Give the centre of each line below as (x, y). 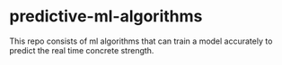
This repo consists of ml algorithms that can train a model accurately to (141, 41)
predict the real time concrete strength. (82, 50)
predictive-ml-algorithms (106, 16)
